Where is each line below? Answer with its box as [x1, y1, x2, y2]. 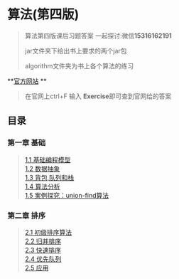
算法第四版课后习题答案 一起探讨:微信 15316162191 [24, 31, 172, 40]
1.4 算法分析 [24, 182, 60, 191]
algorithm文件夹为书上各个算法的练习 [24, 61, 134, 70]
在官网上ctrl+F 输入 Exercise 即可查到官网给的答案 [24, 92, 172, 100]
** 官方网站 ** [7, 76, 47, 85]
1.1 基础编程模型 [24, 155, 71, 164]
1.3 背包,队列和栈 [24, 173, 75, 181]
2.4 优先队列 [24, 254, 62, 263]
